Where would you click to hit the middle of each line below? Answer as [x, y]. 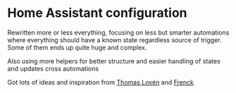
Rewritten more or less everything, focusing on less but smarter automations [118, 32]
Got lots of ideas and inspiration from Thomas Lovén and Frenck [100, 82]
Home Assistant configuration [98, 13]
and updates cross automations [53, 68]
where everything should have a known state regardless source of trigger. [114, 39]
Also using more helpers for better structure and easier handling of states [114, 61]
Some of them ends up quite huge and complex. [77, 47]
